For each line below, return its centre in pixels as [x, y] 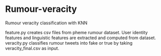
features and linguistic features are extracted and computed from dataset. [80, 38]
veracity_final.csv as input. [32, 48]
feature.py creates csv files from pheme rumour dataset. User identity [77, 32]
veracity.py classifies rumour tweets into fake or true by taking [69, 43]
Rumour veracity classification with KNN [46, 23]
